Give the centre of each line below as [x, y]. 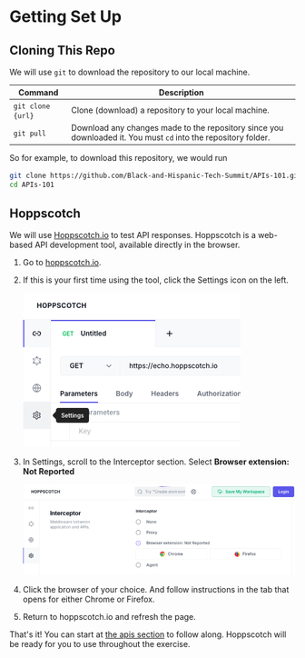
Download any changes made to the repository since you [177, 128]
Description [181, 92]
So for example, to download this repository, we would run [118, 157]
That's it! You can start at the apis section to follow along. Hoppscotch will [148, 634]
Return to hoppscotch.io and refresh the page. [109, 616]
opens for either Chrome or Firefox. [89, 599]
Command [38, 92]
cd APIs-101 [32, 185]
